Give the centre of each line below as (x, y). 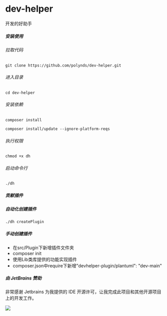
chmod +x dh (18, 156)
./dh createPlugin (25, 222)
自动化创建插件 (21, 209)
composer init (27, 253)
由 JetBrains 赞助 (24, 278)
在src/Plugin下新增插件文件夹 (43, 248)
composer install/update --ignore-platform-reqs (58, 129)
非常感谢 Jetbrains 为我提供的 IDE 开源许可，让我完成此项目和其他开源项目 (83, 292)
